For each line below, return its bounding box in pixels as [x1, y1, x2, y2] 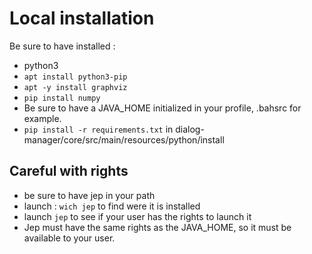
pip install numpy [23, 93, 101, 103]
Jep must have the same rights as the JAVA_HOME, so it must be [23, 221, 292, 233]
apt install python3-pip [23, 72, 128, 82]
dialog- [175, 123, 205, 135]
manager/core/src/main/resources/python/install [23, 133, 225, 146]
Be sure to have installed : [9, 40, 116, 52]
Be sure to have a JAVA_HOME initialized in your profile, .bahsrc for [23, 102, 302, 114]
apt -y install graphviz [23, 82, 128, 92]
